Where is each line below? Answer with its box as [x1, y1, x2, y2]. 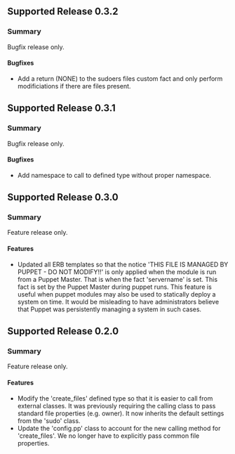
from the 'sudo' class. [17, 416, 81, 424]
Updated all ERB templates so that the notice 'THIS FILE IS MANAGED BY [17, 260, 229, 268]
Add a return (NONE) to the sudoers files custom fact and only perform [17, 74, 223, 83]
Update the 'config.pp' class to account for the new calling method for [17, 424, 221, 432]
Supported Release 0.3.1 [7, 102, 116, 115]
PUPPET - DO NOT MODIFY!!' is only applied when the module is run [17, 267, 217, 276]
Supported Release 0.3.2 [7, 6, 119, 18]
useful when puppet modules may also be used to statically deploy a [17, 290, 216, 298]
